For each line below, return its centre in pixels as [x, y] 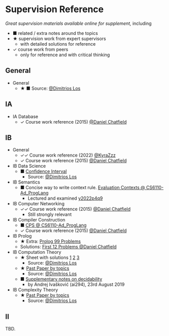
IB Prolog [22, 236]
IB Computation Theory [37, 252]
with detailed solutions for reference [58, 44]
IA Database [25, 116]
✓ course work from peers [40, 49]
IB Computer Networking [38, 204]
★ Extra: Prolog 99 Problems [50, 241]
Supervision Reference [54, 9]
